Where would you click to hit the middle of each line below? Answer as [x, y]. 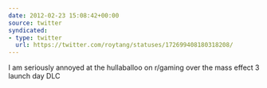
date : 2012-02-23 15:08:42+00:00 [64, 15]
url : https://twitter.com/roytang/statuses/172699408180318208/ [124, 45]
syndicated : [28, 30]
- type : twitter [35, 38]
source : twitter [35, 23]
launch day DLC [34, 76]
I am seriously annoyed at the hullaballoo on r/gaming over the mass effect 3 [134, 67]
